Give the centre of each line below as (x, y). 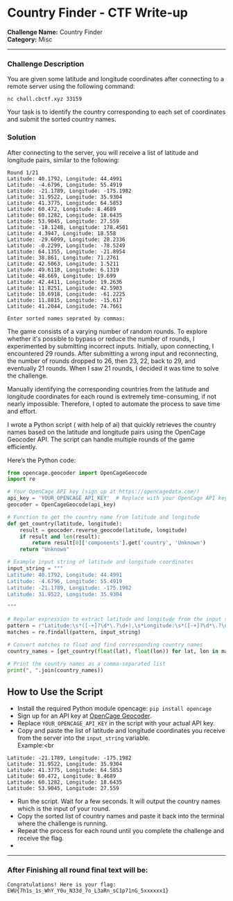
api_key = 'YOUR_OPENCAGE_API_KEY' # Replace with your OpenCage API (111, 498)
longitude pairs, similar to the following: (63, 160)
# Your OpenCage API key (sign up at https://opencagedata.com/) (103, 492)
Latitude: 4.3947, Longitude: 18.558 (62, 233)
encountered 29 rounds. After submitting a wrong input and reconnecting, (113, 353)
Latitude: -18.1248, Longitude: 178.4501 (68, 227)
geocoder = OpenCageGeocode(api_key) (62, 505)
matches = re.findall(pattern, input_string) (74, 632)
